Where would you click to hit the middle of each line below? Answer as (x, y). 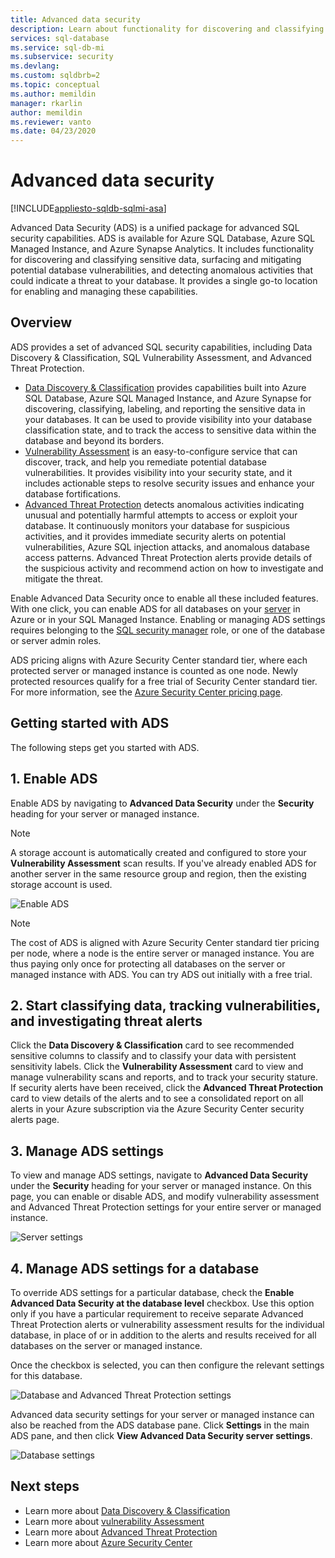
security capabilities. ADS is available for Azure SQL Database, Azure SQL (163, 238)
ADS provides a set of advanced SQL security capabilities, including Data (161, 347)
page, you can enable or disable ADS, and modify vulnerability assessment (165, 1197)
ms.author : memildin (53, 94)
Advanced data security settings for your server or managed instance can (162, 1414)
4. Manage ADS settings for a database (135, 1268)
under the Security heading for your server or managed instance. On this (161, 1186)
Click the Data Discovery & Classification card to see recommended (152, 1045)
